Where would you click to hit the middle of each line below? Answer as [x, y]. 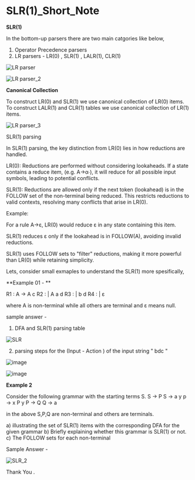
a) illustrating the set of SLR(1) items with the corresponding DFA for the [93, 425]
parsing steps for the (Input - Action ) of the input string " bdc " [91, 351]
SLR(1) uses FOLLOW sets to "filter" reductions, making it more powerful [94, 253]
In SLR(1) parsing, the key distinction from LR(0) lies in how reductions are [95, 148]
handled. [17, 154]
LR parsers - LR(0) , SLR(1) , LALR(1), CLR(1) [68, 56]
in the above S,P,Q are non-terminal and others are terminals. [80, 414]
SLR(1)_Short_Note [53, 11]
